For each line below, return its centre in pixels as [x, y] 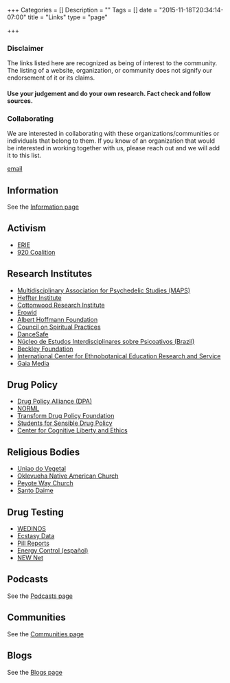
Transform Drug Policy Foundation [66, 416]
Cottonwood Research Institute [61, 305]
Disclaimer [25, 48]
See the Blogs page [35, 672]
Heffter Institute [39, 297]
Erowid [27, 312]
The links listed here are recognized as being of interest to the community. [112, 63]
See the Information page [43, 207]
